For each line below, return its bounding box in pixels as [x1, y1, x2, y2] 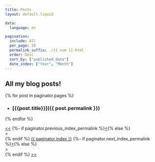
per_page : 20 [9, 43, 36, 48]
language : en [9, 25, 36, 30]
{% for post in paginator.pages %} [5, 93, 74, 99]
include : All [9, 39, 36, 44]
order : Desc [9, 52, 34, 57]
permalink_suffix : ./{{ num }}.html [9, 48, 84, 53]
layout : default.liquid [5, 12, 54, 17]
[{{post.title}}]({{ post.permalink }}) [12, 105, 100, 112]
